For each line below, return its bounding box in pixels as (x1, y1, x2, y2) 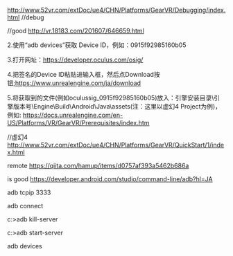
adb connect (7, 202, 44, 210)
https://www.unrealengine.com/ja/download (15, 79, 141, 87)
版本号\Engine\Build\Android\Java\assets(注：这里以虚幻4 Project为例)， (12, 102, 222, 110)
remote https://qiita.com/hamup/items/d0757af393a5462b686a (7, 162, 189, 170)
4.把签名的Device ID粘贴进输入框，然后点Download (7, 71, 155, 78)
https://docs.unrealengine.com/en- (22, 111, 123, 119)
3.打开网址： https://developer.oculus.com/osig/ (7, 55, 144, 64)
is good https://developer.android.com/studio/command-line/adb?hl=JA (7, 175, 213, 183)
